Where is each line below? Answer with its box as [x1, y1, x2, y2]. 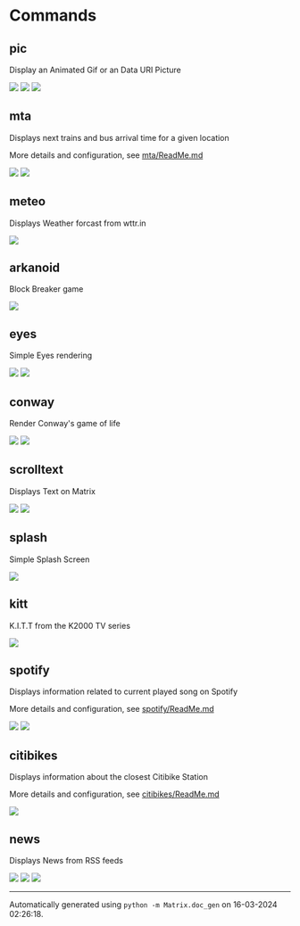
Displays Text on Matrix [9, 485, 96, 496]
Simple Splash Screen [9, 554, 90, 565]
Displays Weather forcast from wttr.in [9, 218, 146, 228]
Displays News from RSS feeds [9, 855, 123, 865]
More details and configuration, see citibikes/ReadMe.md [9, 789, 221, 799]
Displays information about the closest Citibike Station [9, 772, 208, 782]
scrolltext [9, 462, 64, 477]
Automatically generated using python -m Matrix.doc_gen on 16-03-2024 [9, 898, 279, 910]
